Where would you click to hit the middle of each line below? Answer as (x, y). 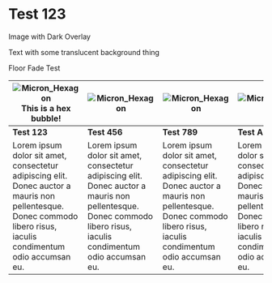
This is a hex (46, 108)
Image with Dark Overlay (50, 36)
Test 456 (105, 132)
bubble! (46, 118)
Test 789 (180, 132)
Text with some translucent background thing (84, 52)
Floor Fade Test (34, 68)
